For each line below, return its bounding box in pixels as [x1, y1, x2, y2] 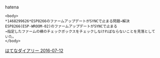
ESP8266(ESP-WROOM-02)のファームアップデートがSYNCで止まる [5, 24, 118, 29]
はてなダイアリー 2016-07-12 [5, 48, 64, 53]
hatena [5, 4, 19, 10]
